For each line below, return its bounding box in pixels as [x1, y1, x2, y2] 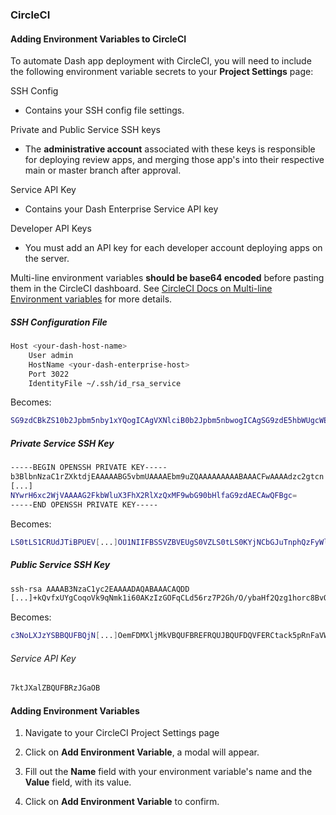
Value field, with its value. [24, 776, 132, 788]
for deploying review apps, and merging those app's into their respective [24, 154, 325, 166]
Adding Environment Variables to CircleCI [10, 33, 187, 45]
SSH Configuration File [10, 316, 108, 328]
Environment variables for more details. [10, 293, 173, 305]
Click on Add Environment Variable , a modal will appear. [24, 746, 260, 758]
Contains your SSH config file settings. [24, 104, 185, 117]
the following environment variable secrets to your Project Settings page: [10, 66, 314, 78]
